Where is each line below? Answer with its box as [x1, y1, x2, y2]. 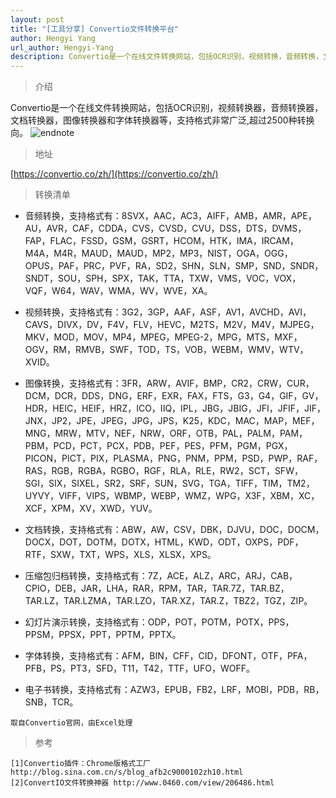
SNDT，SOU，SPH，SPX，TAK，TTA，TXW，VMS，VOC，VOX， [24, 272, 302, 285]
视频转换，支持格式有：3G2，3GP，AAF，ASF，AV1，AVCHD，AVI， [24, 306, 312, 318]
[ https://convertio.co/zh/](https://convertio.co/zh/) [10, 168, 219, 180]
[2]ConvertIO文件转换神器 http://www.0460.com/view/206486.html [10, 778, 275, 788]
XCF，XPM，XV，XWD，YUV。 [24, 502, 158, 515]
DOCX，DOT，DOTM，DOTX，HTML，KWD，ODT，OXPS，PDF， [24, 536, 304, 548]
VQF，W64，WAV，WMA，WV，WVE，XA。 [24, 285, 213, 297]
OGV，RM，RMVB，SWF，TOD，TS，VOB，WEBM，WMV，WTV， [24, 344, 309, 356]
